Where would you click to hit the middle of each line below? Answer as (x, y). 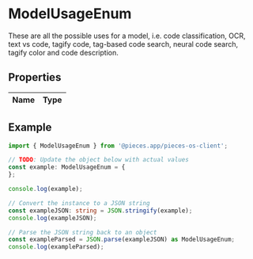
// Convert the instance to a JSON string (79, 203)
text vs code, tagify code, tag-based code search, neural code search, (123, 44)
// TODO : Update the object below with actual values (99, 160)
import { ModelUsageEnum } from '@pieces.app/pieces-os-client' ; (118, 146)
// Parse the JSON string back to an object (83, 232)
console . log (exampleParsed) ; (56, 247)
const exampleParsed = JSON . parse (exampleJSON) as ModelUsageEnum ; (122, 240)
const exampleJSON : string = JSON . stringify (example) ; (100, 211)
